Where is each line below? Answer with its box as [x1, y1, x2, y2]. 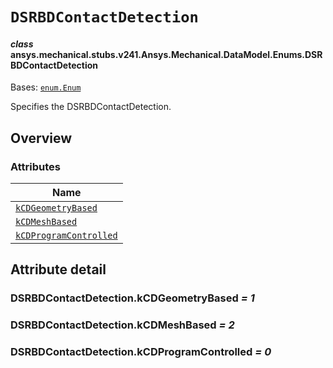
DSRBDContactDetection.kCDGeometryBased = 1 [10, 291, 255, 305]
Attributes [10, 159, 61, 173]
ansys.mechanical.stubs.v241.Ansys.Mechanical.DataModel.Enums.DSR [10, 48, 323, 60]
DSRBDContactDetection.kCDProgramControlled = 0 [10, 345, 272, 359]
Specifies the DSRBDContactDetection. [10, 101, 172, 113]
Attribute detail [10, 261, 107, 278]
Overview [10, 129, 73, 147]
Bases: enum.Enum [10, 81, 82, 93]
